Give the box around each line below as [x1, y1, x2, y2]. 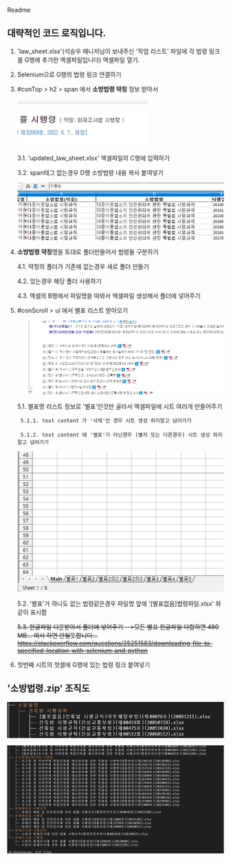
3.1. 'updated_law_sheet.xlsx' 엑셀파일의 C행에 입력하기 [16, 154, 170, 162]
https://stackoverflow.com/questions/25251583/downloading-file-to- [16, 639, 213, 647]
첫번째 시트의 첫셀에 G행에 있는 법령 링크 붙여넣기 [16, 661, 151, 669]
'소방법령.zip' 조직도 [7, 683, 90, 694]
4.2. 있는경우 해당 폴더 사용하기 [16, 277, 102, 285]
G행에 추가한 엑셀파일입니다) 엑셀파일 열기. [24, 55, 140, 64]
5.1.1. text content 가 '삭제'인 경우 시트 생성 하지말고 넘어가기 [20, 417, 192, 424]
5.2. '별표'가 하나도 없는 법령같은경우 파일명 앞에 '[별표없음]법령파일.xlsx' [16, 599, 214, 608]
